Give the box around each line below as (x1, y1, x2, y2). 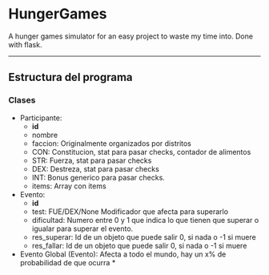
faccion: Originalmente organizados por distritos (31, 138, 192, 148)
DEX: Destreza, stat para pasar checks (31, 164, 160, 173)
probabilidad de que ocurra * (19, 257, 116, 267)
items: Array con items (31, 181, 106, 191)
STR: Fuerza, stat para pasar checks (31, 156, 152, 165)
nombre (31, 130, 58, 140)
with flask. (8, 39, 42, 49)
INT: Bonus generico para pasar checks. (31, 172, 166, 182)
